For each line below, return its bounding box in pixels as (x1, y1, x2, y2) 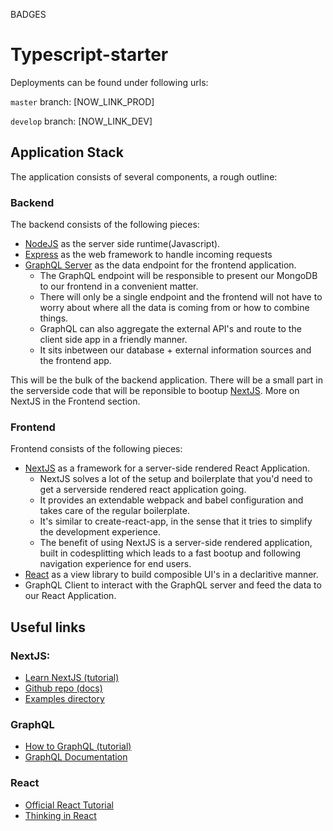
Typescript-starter (10, 44, 169, 66)
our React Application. (24, 590, 117, 602)
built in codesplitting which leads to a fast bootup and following (39, 547, 302, 559)
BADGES (10, 9, 47, 20)
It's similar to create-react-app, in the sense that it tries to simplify (39, 515, 313, 528)
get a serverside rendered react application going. (39, 484, 247, 496)
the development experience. (39, 526, 161, 538)
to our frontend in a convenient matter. (39, 280, 199, 293)
